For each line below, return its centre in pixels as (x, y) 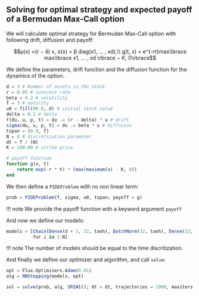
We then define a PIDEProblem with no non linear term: (72, 186)
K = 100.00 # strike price (40, 148)
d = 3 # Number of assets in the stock (56, 87)
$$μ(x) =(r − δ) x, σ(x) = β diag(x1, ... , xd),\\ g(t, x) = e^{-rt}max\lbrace (100, 51)
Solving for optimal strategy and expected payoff (99, 10)
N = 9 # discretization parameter (49, 137)
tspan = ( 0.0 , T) (28, 131)
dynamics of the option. (35, 75)
